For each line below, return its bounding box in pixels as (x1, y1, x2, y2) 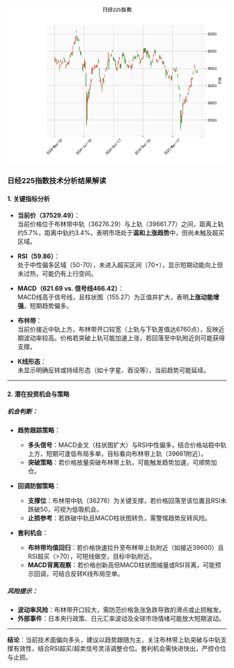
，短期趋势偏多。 (23, 302, 73, 310)
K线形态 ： (17, 358, 47, 366)
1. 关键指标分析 (7, 194, 50, 202)
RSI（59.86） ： (17, 252, 61, 260)
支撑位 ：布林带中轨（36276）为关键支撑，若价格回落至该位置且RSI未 (27, 496, 227, 504)
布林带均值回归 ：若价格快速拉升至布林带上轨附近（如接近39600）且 (27, 543, 224, 552)
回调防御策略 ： (17, 482, 61, 490)
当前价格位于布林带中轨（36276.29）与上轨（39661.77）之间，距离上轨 (17, 220, 224, 228)
